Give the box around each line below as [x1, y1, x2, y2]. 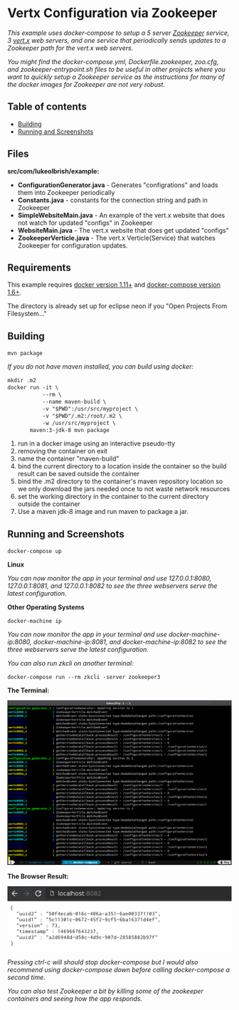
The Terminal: [7, 686, 50, 695]
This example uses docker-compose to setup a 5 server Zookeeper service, [7, 28, 230, 37]
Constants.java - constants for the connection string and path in [17, 196, 208, 204]
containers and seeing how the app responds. [7, 994, 143, 1003]
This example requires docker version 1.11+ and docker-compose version [7, 280, 221, 289]
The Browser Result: [7, 872, 69, 880]
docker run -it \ [7, 384, 59, 391]
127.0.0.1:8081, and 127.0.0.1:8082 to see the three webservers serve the [7, 582, 218, 590]
